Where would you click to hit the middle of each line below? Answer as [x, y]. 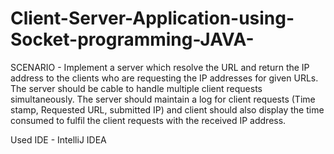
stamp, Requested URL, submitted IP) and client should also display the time [167, 109]
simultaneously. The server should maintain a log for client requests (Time [163, 99]
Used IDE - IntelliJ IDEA [58, 139]
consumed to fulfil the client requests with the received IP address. [148, 120]
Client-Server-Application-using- [152, 18]
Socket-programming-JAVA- [132, 39]
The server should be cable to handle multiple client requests [136, 88]
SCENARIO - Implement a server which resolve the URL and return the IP [160, 67]
